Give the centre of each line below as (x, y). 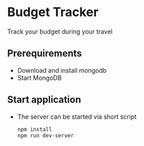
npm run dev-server (46, 136)
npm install (34, 129)
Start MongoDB (39, 78)
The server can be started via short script (77, 117)
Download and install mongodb (62, 70)
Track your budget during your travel (60, 31)
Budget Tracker (53, 12)
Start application (44, 100)
